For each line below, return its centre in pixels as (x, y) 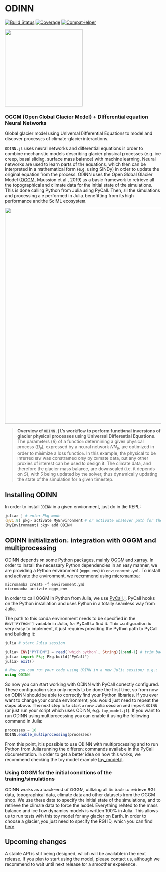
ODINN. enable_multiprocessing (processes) (48, 735)
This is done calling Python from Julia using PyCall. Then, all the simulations (83, 190)
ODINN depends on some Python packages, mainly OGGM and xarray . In (79, 560)
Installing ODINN (31, 495)
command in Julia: (24, 721)
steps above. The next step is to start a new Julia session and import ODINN (81, 705)
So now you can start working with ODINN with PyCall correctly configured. (82, 684)
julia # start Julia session (35, 643)
